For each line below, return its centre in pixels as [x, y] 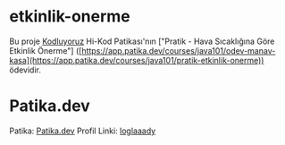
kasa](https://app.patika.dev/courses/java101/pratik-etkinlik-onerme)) [137, 60]
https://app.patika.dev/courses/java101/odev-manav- [179, 50]
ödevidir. [25, 70]
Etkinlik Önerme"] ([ [46, 50]
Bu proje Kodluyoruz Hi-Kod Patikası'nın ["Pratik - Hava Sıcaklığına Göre [142, 41]
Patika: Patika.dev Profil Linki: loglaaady [83, 131]
